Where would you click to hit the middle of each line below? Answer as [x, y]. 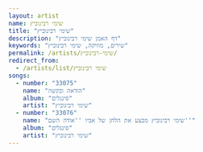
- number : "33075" [47, 83]
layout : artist [34, 16]
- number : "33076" [47, 113]
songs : [19, 76]
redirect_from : [34, 61]
